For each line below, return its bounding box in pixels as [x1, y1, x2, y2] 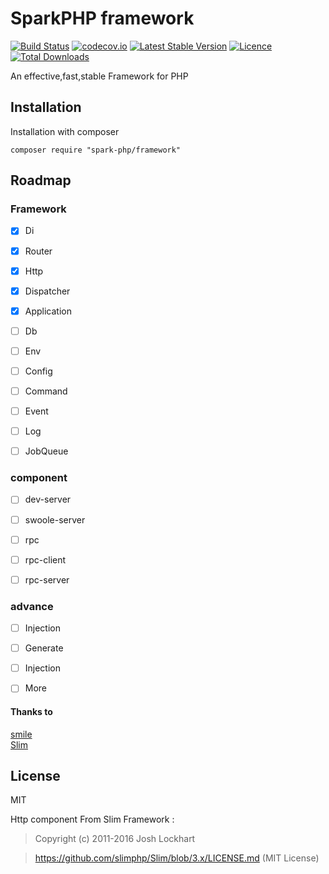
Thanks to [10, 705, 53, 717]
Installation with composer [10, 125, 120, 137]
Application [24, 305, 72, 317]
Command [24, 385, 68, 397]
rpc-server [24, 573, 70, 586]
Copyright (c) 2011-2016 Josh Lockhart [34, 833, 196, 845]
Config [24, 365, 53, 377]
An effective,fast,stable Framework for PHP [10, 70, 189, 82]
